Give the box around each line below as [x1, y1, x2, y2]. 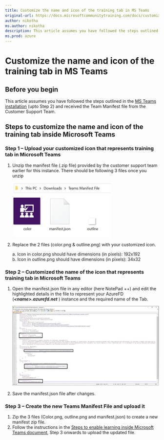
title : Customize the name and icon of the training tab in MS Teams [5, 8, 150, 13]
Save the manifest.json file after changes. [12, 391, 96, 396]
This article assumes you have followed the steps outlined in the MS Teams [5, 98, 157, 104]
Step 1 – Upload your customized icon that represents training [5, 145, 154, 152]
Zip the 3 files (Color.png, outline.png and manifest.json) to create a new [12, 414, 158, 420]
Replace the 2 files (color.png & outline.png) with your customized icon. [12, 241, 156, 247]
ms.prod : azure [5, 34, 36, 39]
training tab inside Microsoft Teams [5, 130, 116, 139]
